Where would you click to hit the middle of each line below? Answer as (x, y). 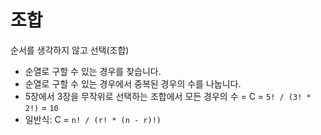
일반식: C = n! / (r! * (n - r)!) (93, 119)
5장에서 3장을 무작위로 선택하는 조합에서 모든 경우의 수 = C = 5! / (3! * (168, 96)
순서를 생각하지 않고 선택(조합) (70, 50)
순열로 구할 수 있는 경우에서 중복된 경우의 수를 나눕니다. (133, 83)
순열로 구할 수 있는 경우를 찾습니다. (93, 71)
